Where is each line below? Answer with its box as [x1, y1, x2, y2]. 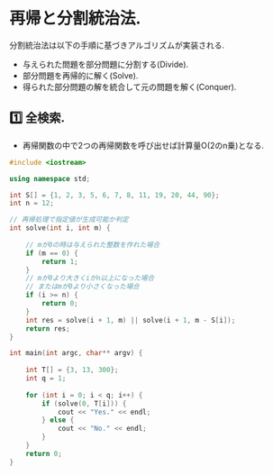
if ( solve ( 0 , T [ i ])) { [41, 398, 127, 408]
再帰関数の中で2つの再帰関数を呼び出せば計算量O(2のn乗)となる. [22, 140, 264, 151]
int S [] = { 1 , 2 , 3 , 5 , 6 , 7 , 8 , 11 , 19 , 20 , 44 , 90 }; [9, 190, 220, 199]
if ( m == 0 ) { [25, 249, 78, 258]
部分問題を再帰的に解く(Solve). [22, 69, 139, 81]
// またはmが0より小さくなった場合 [25, 282, 140, 291]
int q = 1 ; [25, 374, 67, 383]
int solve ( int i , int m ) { [9, 224, 111, 233]
